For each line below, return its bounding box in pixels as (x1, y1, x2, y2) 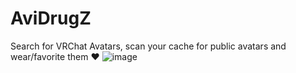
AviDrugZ (10, 7, 92, 30)
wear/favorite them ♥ (10, 50, 100, 62)
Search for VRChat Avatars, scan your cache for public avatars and (10, 40, 287, 52)
